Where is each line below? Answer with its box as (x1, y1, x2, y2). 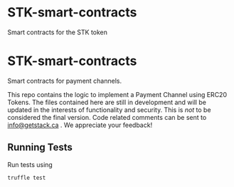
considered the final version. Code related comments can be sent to (7, 113, 207, 121)
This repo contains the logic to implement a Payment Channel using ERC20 (7, 90, 228, 98)
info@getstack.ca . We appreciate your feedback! (7, 121, 153, 129)
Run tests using (7, 160, 53, 168)
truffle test (7, 174, 46, 181)
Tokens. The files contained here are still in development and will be (7, 98, 206, 106)
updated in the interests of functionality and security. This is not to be (7, 105, 211, 114)
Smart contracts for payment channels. (7, 76, 122, 85)
